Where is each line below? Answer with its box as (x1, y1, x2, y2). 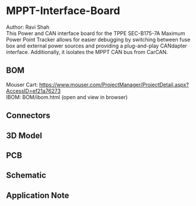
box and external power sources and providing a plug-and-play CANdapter (6, 42, 188, 49)
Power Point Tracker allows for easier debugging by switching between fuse (6, 36, 191, 43)
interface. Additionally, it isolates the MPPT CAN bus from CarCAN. (6, 48, 168, 55)
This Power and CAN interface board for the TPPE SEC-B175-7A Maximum (6, 29, 185, 36)
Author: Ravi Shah (6, 23, 50, 31)
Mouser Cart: (6, 81, 38, 88)
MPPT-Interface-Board (6, 4, 120, 18)
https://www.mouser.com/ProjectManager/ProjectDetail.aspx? (39, 81, 189, 88)
